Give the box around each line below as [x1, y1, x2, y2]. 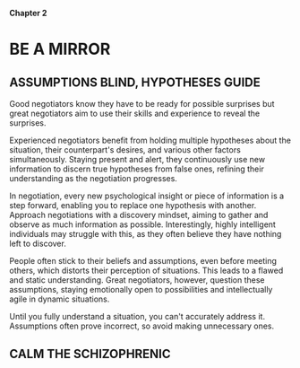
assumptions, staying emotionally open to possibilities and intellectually [9, 285, 273, 294]
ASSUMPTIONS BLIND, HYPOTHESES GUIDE [9, 74, 261, 90]
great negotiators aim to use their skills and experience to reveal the [9, 108, 261, 118]
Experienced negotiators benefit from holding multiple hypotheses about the [9, 135, 291, 145]
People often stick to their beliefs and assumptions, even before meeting [9, 256, 278, 266]
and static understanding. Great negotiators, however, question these [9, 275, 266, 285]
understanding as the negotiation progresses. [9, 173, 177, 183]
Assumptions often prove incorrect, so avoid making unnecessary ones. [9, 320, 275, 331]
